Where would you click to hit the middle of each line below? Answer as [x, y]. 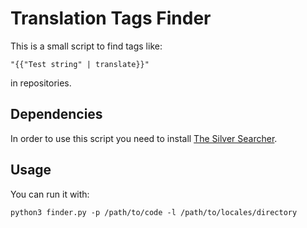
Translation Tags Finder [111, 18]
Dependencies [56, 114]
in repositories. [41, 83]
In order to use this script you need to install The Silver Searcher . [144, 138]
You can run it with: [50, 194]
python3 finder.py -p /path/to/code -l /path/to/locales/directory [154, 212]
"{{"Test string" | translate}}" [80, 64]
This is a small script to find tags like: [86, 46]
